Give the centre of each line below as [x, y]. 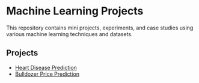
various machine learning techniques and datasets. [70, 34]
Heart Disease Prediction [46, 67]
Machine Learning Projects [75, 11]
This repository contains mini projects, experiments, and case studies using [100, 28]
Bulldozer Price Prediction [47, 74]
